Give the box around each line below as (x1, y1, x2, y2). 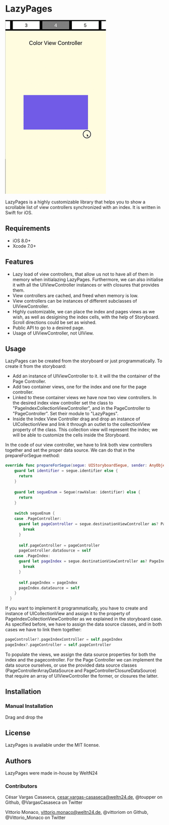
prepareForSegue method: (5, 453, 60, 459)
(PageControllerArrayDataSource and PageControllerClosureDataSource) (5, 667, 157, 674)
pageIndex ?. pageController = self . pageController (5, 642, 112, 647)
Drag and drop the (5, 714, 43, 720)
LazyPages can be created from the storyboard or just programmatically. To (5, 358, 162, 364)
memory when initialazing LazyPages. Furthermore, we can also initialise (12, 276, 163, 283)
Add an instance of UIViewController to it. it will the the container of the (12, 373, 160, 379)
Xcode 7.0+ (12, 243, 36, 249)
